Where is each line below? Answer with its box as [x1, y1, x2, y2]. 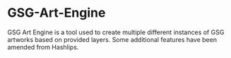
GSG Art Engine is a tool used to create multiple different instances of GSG [7, 28, 225, 36]
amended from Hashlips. [7, 43, 79, 51]
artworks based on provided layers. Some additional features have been [7, 35, 218, 43]
